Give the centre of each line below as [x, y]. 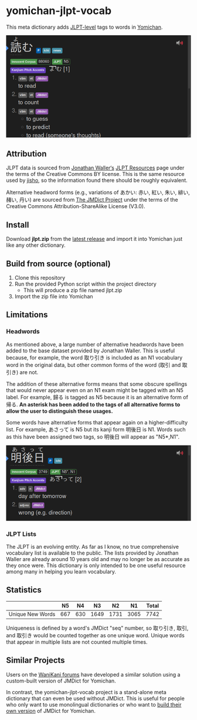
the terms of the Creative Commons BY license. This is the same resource [95, 174]
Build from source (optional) [58, 264]
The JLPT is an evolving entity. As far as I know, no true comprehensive [92, 546]
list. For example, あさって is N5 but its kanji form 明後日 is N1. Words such [96, 429]
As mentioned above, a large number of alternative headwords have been [95, 344]
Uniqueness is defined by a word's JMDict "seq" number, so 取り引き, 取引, [97, 628]
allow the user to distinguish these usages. [60, 411]
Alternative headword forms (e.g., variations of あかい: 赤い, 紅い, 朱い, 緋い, [98, 192]
